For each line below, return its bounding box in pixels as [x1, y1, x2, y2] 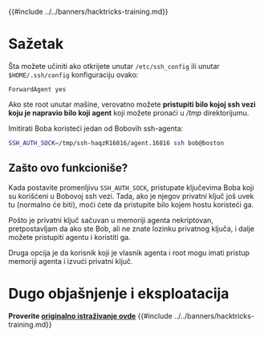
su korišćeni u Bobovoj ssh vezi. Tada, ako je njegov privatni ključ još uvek [8, 191, 254, 201]
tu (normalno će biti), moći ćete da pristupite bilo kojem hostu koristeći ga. [8, 200, 254, 209]
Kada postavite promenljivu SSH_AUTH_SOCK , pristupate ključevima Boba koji [8, 182, 254, 192]
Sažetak [8, 35, 64, 53]
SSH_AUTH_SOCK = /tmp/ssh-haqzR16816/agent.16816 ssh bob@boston [8, 139, 225, 147]
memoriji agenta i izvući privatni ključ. [8, 256, 133, 266]
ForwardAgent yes [8, 85, 67, 93]
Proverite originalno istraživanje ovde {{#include [8, 311, 173, 320]
